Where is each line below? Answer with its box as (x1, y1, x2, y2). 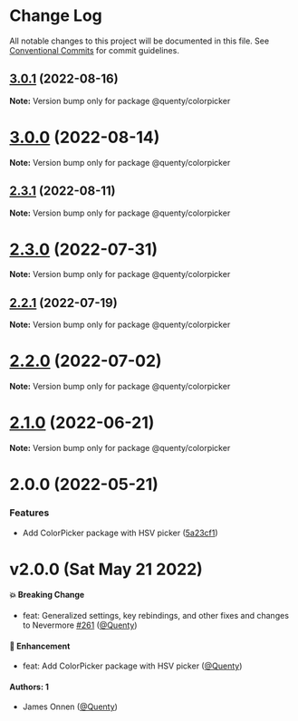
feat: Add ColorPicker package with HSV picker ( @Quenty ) (22, 660, 243, 671)
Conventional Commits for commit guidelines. (9, 44, 179, 55)
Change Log (9, 5, 102, 26)
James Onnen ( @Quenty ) (22, 701, 118, 712)
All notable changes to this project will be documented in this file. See (9, 35, 270, 46)
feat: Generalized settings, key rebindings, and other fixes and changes (22, 610, 290, 620)
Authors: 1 (9, 681, 50, 692)
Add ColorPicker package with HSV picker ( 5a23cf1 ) (22, 527, 219, 538)
